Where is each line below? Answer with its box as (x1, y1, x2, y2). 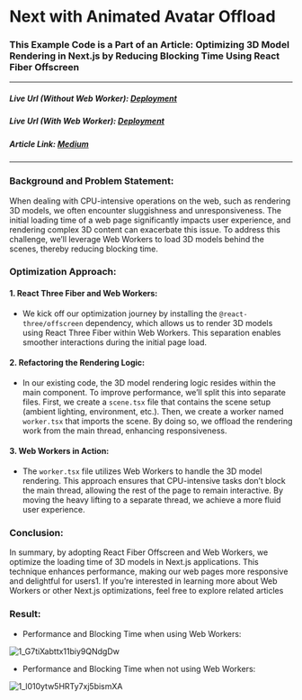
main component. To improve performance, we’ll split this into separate (22, 386, 286, 397)
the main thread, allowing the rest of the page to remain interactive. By (22, 485, 284, 496)
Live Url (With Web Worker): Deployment (9, 115, 164, 127)
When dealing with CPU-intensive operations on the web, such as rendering (9, 195, 291, 206)
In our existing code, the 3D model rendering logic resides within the (22, 377, 277, 388)
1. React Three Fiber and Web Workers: (9, 288, 158, 299)
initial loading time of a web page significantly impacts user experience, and (9, 214, 291, 225)
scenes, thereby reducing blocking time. (9, 243, 159, 254)
